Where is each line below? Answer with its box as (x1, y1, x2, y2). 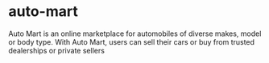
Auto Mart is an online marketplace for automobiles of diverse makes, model (8, 29, 262, 38)
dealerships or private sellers (8, 45, 105, 55)
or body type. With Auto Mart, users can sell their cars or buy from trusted (8, 37, 255, 46)
